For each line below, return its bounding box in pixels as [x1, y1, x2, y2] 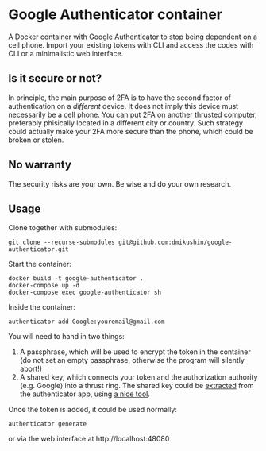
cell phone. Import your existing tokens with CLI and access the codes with [8, 40, 254, 49]
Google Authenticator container [8, 6, 223, 24]
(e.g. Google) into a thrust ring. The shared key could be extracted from [19, 381, 254, 391]
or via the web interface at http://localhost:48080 [8, 434, 170, 444]
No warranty [8, 158, 71, 172]
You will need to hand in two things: [8, 332, 125, 341]
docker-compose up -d [8, 282, 80, 290]
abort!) [19, 364, 42, 374]
